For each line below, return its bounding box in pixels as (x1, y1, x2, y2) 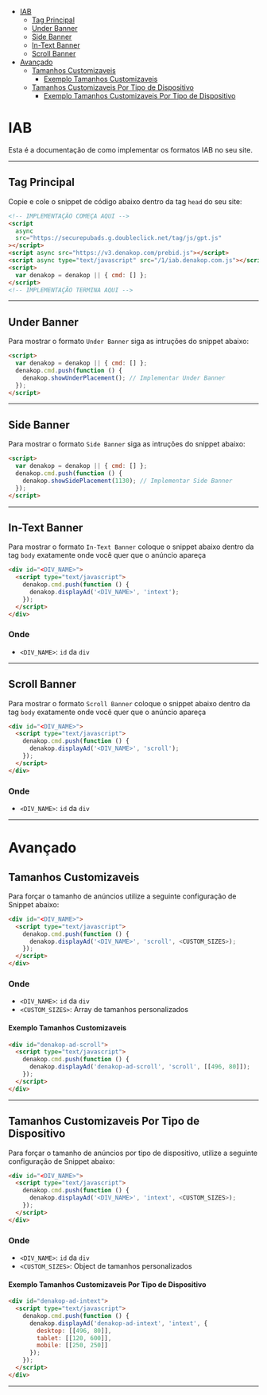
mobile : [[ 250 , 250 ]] (37, 1342, 109, 1350)
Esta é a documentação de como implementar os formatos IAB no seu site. (8, 145, 253, 154)
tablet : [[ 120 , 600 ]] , (37, 1334, 112, 1342)
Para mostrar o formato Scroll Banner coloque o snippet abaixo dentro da (8, 698, 250, 708)
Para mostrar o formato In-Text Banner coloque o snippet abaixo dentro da (8, 542, 254, 551)
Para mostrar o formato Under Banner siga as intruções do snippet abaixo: (8, 337, 249, 346)
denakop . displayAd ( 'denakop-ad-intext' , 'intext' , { (29, 1319, 208, 1327)
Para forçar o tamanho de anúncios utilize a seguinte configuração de (8, 891, 237, 901)
